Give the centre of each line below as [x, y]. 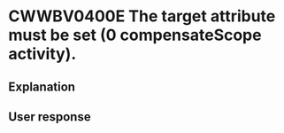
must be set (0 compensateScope [135, 35]
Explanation [42, 86]
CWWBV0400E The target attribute [142, 16]
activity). [42, 54]
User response [50, 117]
